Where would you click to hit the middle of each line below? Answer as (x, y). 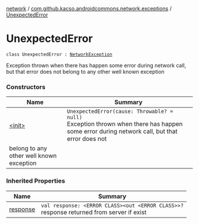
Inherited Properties (36, 181)
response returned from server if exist (94, 212)
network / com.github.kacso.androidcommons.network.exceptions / (89, 9)
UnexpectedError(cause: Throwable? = (120, 111)
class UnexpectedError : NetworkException (59, 54)
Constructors (26, 87)
